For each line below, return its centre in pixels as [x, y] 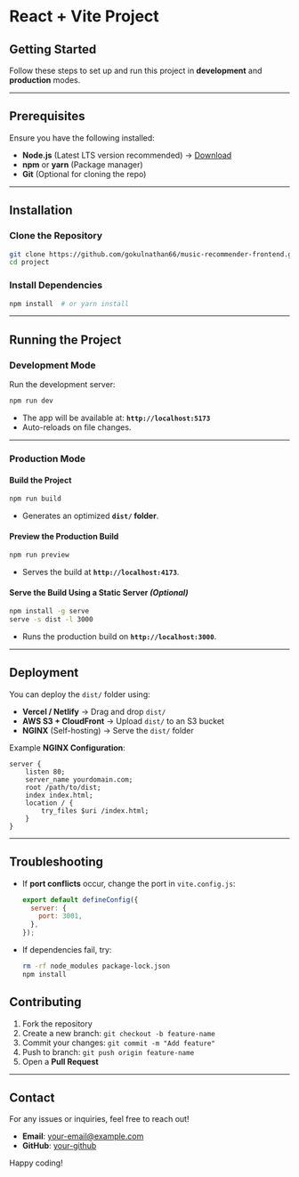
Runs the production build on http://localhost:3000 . [119, 637]
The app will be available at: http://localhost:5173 [116, 418]
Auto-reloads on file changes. [77, 427]
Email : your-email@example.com [83, 1136]
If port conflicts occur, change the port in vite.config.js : [129, 883]
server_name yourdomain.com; [79, 779]
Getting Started [53, 49]
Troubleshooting [57, 862]
